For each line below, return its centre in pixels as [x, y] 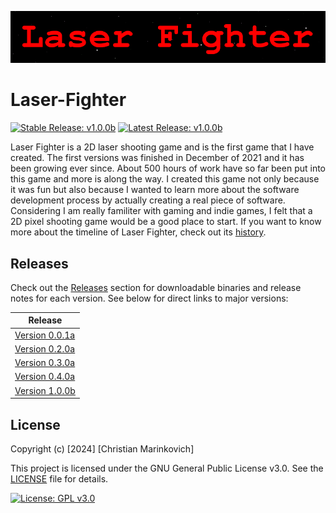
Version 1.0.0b [45, 390]
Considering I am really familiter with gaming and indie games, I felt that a [161, 211]
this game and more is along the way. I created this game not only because [165, 179]
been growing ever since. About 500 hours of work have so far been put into [168, 168]
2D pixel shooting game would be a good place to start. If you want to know [166, 222]
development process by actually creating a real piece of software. [148, 200]
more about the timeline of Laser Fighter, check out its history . [138, 232]
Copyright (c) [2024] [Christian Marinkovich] [102, 448]
